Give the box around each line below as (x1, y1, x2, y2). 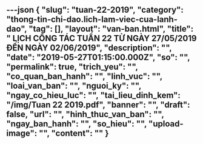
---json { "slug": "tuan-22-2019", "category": (6, 5, 184, 15)
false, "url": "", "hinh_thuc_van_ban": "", (6, 109, 164, 120)
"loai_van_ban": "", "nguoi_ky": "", (6, 81, 141, 91)
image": (6, 128, 38, 139)
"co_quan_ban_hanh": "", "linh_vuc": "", (6, 71, 162, 81)
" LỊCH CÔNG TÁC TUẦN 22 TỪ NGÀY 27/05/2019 (6, 33, 197, 44)
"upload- (148, 118, 184, 129)
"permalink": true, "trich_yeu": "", (6, 62, 138, 72)
